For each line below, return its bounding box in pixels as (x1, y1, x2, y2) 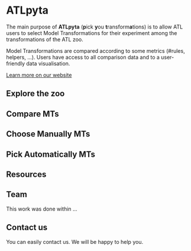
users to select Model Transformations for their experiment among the (6, 29, 177, 36)
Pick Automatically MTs (6, 149, 96, 159)
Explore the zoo (6, 88, 65, 99)
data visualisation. (26, 60, 70, 67)
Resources (6, 169, 47, 179)
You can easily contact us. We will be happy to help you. (6, 238, 144, 245)
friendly (6, 60, 25, 67)
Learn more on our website (6, 71, 72, 78)
